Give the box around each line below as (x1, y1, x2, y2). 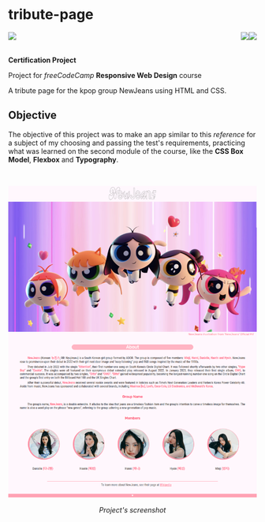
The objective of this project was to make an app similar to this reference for (8, 129, 256, 139)
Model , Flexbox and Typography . (8, 155, 119, 164)
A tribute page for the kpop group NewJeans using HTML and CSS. (8, 85, 227, 95)
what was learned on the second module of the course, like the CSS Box (8, 146, 244, 155)
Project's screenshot (99, 505, 166, 515)
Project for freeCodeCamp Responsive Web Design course (8, 70, 203, 80)
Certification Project (8, 55, 77, 65)
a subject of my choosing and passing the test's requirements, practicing (8, 138, 246, 147)
